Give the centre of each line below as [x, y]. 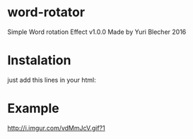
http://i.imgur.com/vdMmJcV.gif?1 [56, 128]
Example [33, 108]
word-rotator [46, 12]
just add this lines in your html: [52, 80]
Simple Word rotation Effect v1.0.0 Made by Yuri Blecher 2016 [97, 32]
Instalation [39, 60]
